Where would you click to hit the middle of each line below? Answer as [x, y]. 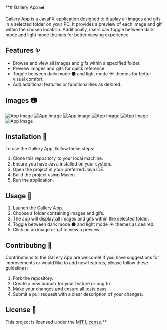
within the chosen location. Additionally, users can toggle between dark [79, 30]
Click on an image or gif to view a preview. [57, 230]
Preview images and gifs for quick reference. [59, 68]
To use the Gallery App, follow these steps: [50, 149]
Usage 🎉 [18, 196]
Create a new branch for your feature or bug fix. [62, 284]
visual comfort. [28, 79]
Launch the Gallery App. [38, 208]
